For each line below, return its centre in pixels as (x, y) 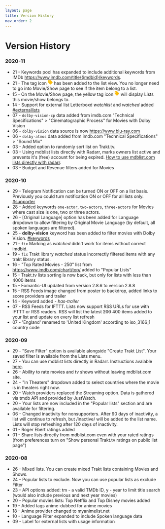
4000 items (24, 280)
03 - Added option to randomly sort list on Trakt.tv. (64, 147)
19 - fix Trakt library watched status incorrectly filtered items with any (83, 254)
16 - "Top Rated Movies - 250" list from (52, 264)
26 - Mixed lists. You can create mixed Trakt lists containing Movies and (85, 469)
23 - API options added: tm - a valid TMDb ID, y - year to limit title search (86, 490)
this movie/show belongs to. (41, 99)
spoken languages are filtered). (44, 228)
